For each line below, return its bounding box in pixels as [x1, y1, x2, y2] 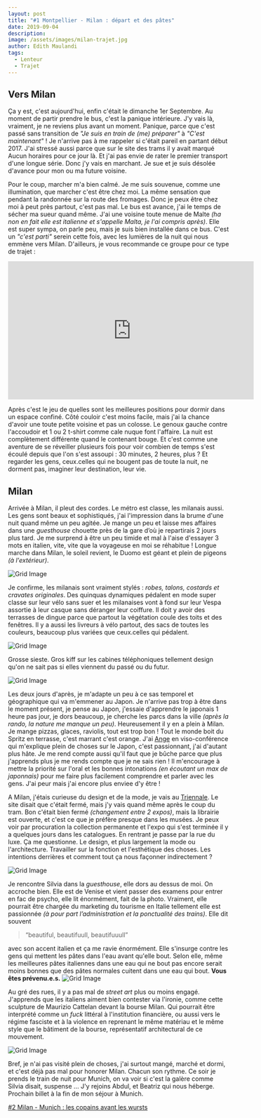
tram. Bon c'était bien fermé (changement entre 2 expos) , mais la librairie [8, 808, 220, 816]
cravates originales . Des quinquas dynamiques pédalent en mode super [8, 591, 217, 599]
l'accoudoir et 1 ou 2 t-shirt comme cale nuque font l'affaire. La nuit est [8, 427, 213, 436]
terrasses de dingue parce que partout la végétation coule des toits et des [8, 613, 222, 622]
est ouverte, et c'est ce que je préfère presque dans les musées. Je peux [8, 816, 220, 824]
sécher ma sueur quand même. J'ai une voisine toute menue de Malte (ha [8, 210, 222, 218]
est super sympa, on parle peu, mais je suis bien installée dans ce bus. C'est [8, 225, 229, 234]
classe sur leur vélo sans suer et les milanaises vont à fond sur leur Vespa [8, 598, 222, 607]
